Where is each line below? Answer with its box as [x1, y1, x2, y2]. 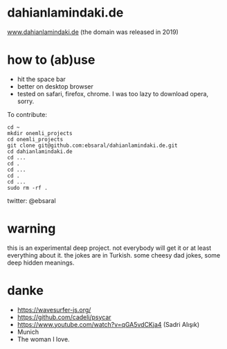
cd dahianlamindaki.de [7, 147, 73, 155]
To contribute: [7, 110, 47, 118]
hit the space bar [17, 75, 66, 83]
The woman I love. [17, 334, 71, 343]
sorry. [17, 97, 35, 105]
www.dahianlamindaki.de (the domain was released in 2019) [7, 28, 179, 36]
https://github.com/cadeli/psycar [17, 313, 112, 321]
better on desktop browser [17, 82, 93, 91]
